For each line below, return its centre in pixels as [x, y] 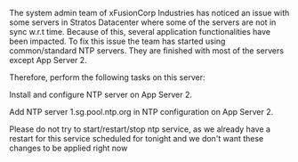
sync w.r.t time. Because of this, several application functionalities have [140, 32]
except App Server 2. [48, 60]
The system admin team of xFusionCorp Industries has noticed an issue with [149, 13]
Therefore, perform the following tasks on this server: [107, 77]
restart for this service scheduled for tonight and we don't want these [137, 138]
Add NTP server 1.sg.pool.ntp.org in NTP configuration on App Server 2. [141, 112]
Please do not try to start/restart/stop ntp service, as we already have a [140, 129]
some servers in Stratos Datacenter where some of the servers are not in [143, 22]
